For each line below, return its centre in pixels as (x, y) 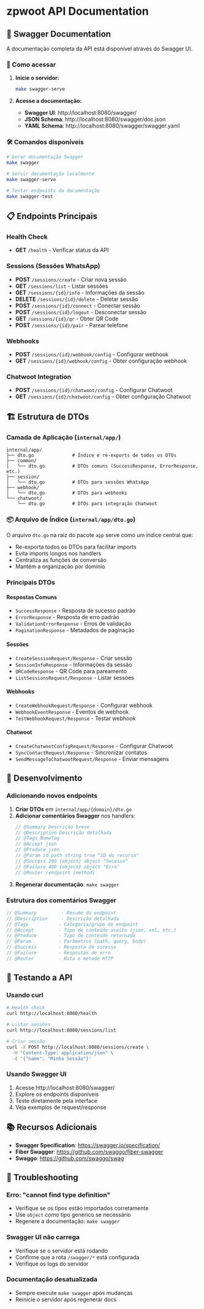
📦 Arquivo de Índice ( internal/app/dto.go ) (71, 519)
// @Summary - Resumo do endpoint (61, 913)
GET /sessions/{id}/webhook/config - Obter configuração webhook (101, 361)
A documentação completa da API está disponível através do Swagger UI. (100, 48)
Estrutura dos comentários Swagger (61, 900)
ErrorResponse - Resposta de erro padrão (67, 617)
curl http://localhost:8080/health (52, 1014)
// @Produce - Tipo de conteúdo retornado (71, 936)
